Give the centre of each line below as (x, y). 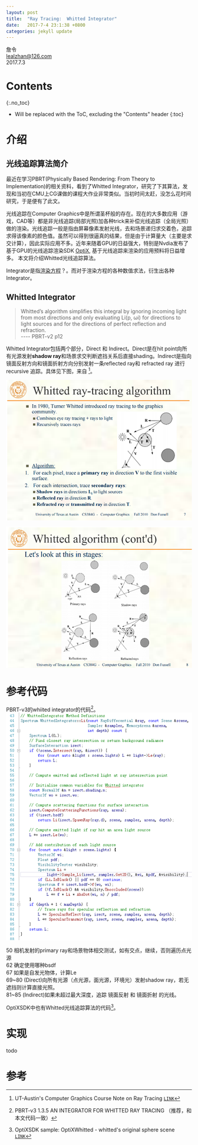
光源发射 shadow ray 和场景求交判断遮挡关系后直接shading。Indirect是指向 (101, 356)
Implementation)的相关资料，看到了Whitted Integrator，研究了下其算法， (94, 186)
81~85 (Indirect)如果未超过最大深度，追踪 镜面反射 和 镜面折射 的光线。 (93, 995)
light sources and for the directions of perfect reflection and (93, 324)
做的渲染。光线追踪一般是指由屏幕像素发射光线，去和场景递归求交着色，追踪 (99, 228)
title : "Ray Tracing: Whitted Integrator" (62, 19)
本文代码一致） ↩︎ (36, 1118)
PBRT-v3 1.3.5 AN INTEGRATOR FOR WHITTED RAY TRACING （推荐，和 (103, 1111)
